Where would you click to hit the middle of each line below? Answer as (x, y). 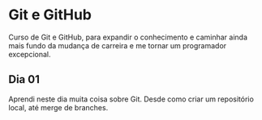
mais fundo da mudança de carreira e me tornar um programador (118, 45)
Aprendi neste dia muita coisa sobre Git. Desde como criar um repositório (131, 99)
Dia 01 (24, 79)
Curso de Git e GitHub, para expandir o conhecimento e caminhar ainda (128, 37)
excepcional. (30, 54)
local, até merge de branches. (58, 107)
